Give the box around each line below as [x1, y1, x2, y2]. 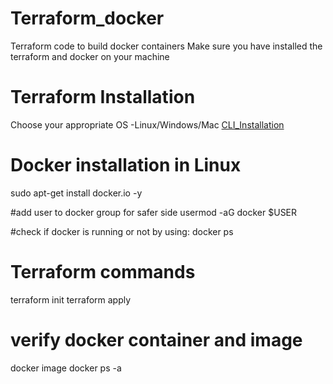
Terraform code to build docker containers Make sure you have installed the [10, 40, 323, 52]
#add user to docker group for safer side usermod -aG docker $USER [10, 206, 298, 218]
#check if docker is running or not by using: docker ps [10, 225, 234, 237]
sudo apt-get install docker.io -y [10, 187, 143, 199]
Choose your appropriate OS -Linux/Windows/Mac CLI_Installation [10, 118, 285, 131]
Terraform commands [10, 261, 196, 283]
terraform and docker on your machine [10, 50, 170, 62]
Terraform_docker [10, 7, 165, 30]
